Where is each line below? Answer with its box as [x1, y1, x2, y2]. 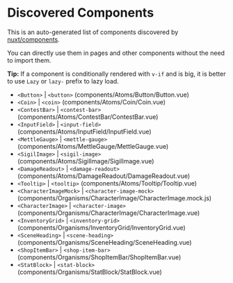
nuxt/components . [7, 35, 61, 43]
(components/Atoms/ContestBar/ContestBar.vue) [17, 113, 159, 121]
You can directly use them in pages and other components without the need [7, 49, 225, 57]
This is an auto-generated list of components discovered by [7, 28, 179, 36]
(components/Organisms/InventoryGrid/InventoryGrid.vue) [17, 223, 186, 232]
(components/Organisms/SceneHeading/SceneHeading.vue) [17, 238, 193, 246]
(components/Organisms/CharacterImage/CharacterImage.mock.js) [17, 193, 212, 202]
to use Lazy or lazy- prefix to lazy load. [7, 76, 120, 85]
